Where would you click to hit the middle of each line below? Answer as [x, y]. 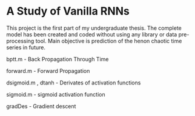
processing [20, 41]
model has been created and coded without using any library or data [92, 34]
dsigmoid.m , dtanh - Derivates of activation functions [74, 83]
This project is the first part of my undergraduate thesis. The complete [94, 28]
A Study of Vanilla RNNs [68, 11]
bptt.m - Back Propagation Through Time [58, 59]
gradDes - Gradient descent [41, 106]
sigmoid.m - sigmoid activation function [56, 94]
